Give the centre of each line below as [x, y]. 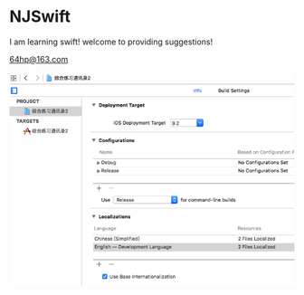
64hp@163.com [39, 59]
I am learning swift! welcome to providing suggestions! [111, 42]
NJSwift [40, 17]
